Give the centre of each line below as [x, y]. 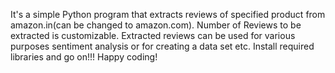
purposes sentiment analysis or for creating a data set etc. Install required [162, 46]
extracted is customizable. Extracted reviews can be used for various [153, 35]
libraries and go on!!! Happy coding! [84, 57]
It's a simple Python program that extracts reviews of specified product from [168, 14]
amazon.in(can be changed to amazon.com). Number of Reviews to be [156, 25]
